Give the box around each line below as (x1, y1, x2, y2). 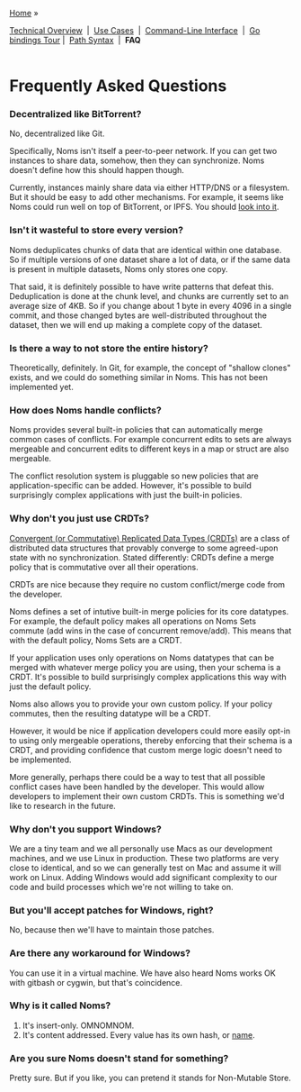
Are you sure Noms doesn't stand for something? (9, 1051, 229, 1064)
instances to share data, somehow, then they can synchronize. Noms (9, 155, 265, 166)
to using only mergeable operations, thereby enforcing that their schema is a (9, 734, 293, 746)
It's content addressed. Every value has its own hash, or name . (22, 1029, 255, 1040)
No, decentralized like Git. (9, 128, 105, 139)
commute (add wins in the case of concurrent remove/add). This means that (9, 625, 292, 636)
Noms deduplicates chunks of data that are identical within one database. (9, 244, 282, 255)
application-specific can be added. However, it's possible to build (9, 480, 252, 491)
